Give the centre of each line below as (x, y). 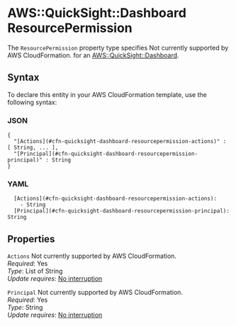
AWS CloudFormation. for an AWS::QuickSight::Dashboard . (93, 55)
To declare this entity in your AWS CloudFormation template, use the (107, 94)
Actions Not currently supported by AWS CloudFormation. (92, 256)
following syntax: (32, 102)
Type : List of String (35, 271)
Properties (31, 239)
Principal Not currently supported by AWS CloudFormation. (95, 293)
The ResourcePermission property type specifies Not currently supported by (118, 47)
